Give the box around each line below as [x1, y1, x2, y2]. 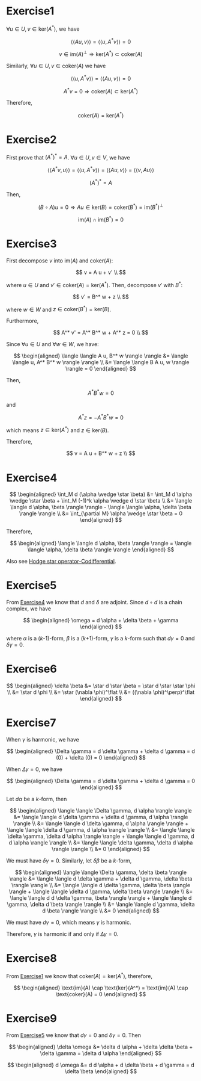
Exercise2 [6, 133, 57, 147]
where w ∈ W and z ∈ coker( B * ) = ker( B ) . [6, 305, 112, 313]
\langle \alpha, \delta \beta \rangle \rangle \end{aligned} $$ [27, 546, 175, 553]
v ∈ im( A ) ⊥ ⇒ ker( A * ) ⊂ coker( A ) [59, 49, 143, 58]
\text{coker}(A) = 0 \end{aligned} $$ [55, 990, 146, 997]
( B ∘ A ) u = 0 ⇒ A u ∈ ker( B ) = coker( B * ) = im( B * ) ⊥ [38, 202, 164, 211]
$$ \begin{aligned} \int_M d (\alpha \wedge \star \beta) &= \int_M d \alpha [9, 491, 193, 498]
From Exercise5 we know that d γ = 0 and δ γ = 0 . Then [6, 1031, 142, 1039]
